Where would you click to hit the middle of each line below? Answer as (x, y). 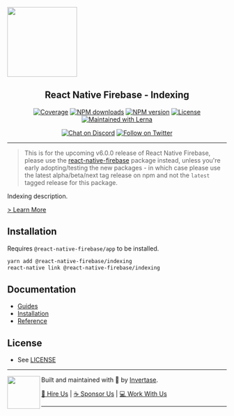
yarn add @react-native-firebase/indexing (70, 261)
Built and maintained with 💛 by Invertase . (100, 380)
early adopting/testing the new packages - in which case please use (122, 168)
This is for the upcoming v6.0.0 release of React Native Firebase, (117, 153)
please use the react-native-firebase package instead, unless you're (122, 160)
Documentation (42, 289)
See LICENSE (37, 360)
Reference (32, 321)
